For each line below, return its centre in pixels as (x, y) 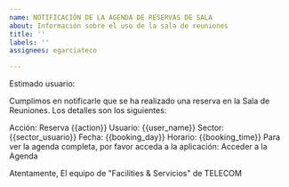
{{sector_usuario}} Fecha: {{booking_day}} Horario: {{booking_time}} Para (145, 137)
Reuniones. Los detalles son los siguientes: (88, 110)
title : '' (28, 34)
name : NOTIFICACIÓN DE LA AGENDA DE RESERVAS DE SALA (111, 17)
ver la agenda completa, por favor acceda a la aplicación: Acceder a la (139, 147)
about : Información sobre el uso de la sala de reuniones (119, 26)
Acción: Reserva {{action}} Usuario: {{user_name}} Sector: (117, 128)
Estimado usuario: (42, 84)
